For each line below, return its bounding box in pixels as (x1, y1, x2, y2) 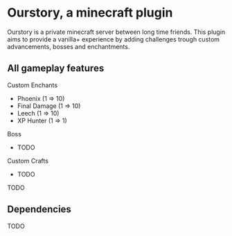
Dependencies (7, 203, 71, 215)
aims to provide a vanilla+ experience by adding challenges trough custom (7, 35, 220, 43)
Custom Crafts (7, 156, 48, 165)
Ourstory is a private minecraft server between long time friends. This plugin (7, 28, 226, 36)
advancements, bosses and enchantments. (7, 42, 130, 51)
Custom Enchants (7, 81, 57, 89)
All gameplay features (7, 62, 105, 74)
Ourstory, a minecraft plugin (7, 5, 173, 21)
